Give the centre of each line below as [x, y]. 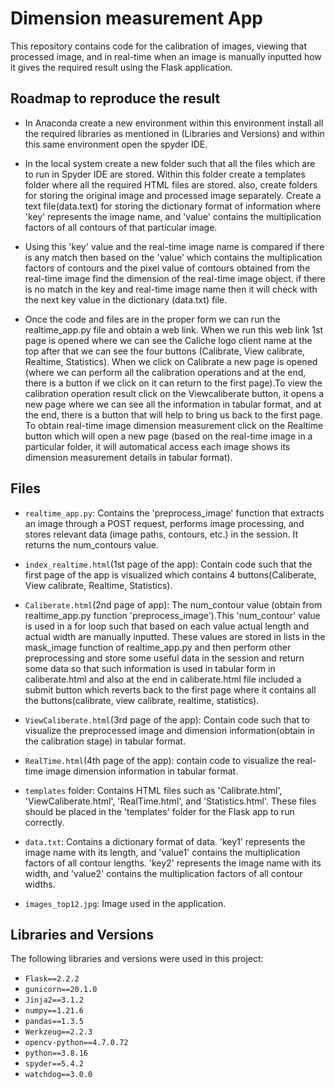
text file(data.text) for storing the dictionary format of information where [173, 206]
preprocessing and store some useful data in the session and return [164, 658]
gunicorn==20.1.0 [61, 990]
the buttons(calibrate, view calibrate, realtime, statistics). [142, 700]
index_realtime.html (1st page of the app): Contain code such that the [168, 564]
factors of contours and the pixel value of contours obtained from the [167, 268]
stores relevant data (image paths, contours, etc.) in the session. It [161, 534]
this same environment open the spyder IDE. [116, 144]
